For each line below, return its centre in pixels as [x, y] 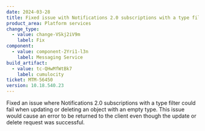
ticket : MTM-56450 [30, 80]
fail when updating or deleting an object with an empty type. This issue [95, 109]
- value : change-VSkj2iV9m [46, 35]
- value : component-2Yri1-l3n [50, 52]
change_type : [23, 29]
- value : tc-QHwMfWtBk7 [42, 69]
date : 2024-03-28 [28, 12]
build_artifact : [27, 63]
